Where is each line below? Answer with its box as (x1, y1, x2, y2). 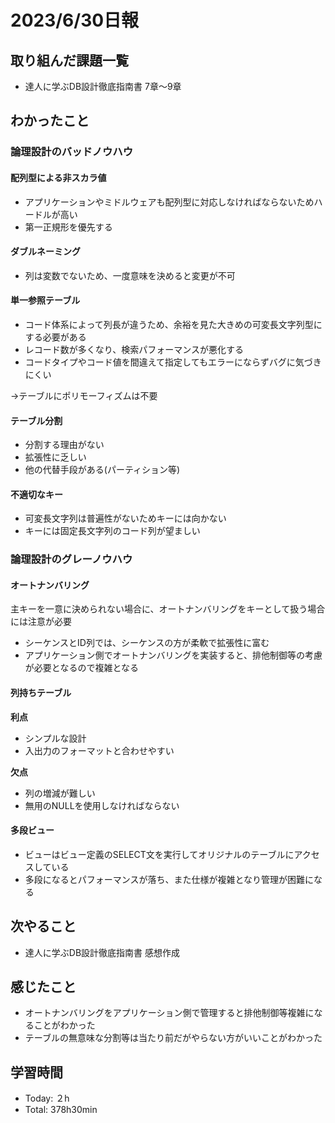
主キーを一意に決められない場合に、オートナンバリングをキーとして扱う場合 (10, 603, 326, 615)
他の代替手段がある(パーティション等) (24, 464, 181, 476)
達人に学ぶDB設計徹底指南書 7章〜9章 (24, 81, 182, 92)
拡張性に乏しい (24, 451, 87, 463)
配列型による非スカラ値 (10, 171, 107, 183)
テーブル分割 (10, 414, 63, 426)
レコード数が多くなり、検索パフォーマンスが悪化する (24, 343, 244, 355)
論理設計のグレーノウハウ (10, 552, 133, 566)
